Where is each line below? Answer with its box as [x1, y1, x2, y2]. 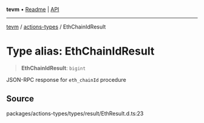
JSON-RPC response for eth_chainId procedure [6, 76, 126, 83]
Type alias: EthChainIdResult [6, 44, 155, 58]
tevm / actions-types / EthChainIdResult [6, 23, 106, 30]
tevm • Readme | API [6, 6, 59, 13]
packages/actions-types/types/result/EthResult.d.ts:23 [6, 110, 144, 117]
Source [6, 94, 35, 104]
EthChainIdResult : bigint [21, 64, 86, 71]
